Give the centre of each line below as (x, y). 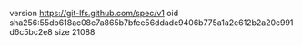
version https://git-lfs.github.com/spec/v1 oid (94, 13)
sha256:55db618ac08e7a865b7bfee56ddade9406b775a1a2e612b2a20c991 (151, 22)
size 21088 (75, 32)
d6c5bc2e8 (31, 32)
